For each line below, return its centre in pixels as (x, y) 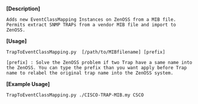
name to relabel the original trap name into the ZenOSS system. (90, 73)
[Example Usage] (28, 84)
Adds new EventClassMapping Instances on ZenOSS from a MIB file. (91, 20)
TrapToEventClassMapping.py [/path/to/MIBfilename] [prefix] (86, 52)
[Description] (23, 9)
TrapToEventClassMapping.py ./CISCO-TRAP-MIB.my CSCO (75, 95)
